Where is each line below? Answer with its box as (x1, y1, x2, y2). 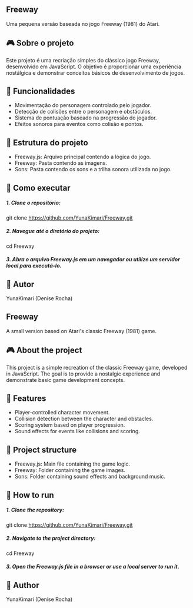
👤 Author (6, 580, 39, 590)
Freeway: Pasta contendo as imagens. (14, 160, 107, 167)
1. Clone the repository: (6, 506, 65, 514)
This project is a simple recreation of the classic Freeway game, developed (6, 364, 188, 371)
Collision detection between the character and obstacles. (14, 415, 154, 423)
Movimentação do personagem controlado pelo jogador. (14, 102, 152, 109)
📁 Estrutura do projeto (6, 138, 88, 148)
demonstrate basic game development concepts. (6, 376, 125, 383)
